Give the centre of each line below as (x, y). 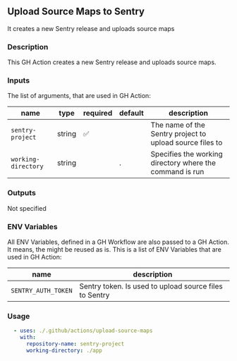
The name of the (178, 125)
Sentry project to (178, 134)
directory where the (183, 163)
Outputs (22, 193)
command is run (177, 172)
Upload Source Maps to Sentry (76, 12)
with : (28, 338)
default (132, 114)
